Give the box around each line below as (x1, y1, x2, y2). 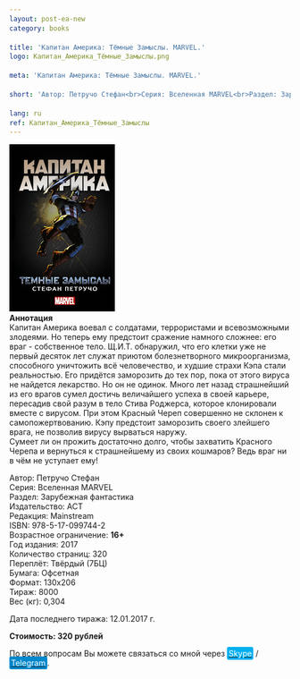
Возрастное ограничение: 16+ (9, 530, 125, 540)
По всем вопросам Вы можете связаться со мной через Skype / (9, 649, 259, 659)
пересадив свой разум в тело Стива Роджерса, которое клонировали (9, 398, 277, 409)
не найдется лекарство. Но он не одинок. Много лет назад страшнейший (9, 379, 289, 390)
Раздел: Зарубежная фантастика (9, 492, 134, 503)
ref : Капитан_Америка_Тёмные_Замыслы (9, 118, 150, 127)
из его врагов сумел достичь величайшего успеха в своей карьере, (9, 389, 270, 400)
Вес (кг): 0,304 (9, 596, 65, 607)
